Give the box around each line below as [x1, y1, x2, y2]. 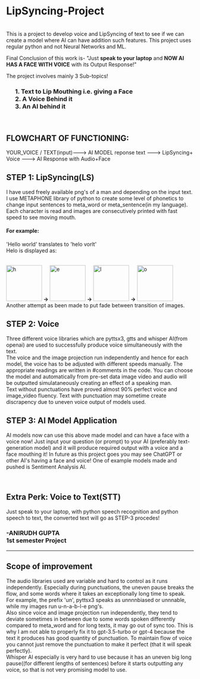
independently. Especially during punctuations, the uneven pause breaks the [6, 584, 194, 591]
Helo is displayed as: [6, 247, 57, 254]
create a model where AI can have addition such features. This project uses [6, 36, 192, 44]
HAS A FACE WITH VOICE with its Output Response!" [6, 61, 137, 68]
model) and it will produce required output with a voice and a [33, 444, 183, 451]
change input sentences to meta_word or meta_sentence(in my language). [6, 201, 188, 208]
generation [6, 444, 33, 451]
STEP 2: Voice [6, 319, 60, 329]
